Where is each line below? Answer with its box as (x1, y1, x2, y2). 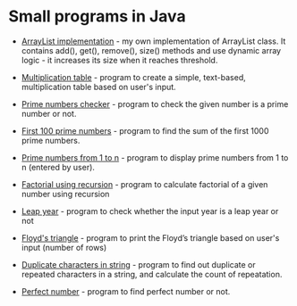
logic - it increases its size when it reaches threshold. (21, 54, 218, 65)
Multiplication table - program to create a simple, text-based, (21, 71, 247, 82)
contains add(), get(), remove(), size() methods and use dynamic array (21, 45, 282, 55)
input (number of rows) (21, 242, 107, 252)
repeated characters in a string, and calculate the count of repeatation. (21, 269, 283, 279)
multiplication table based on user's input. (21, 81, 176, 92)
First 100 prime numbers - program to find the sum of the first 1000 (21, 125, 269, 136)
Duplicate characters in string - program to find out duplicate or (21, 259, 256, 269)
